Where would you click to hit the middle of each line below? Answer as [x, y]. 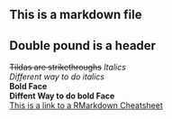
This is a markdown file [76, 15]
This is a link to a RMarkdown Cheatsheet [86, 105]
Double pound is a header [82, 46]
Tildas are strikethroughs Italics [68, 68]
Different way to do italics [57, 77]
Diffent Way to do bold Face [62, 96]
